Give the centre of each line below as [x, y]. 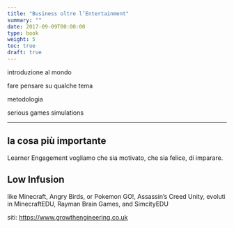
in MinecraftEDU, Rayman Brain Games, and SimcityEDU [88, 204]
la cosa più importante [57, 141]
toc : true [22, 46]
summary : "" [24, 20]
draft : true [24, 53]
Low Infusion [36, 180]
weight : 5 [22, 40]
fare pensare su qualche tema [50, 85]
